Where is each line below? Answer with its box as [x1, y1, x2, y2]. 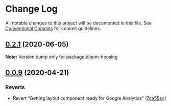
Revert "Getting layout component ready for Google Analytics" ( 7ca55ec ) [12, 95, 166, 101]
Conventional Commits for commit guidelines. [5, 25, 101, 31]
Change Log [5, 3, 58, 15]
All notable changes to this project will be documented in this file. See [5, 20, 152, 26]
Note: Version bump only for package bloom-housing [5, 54, 118, 60]
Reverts [5, 84, 26, 91]
